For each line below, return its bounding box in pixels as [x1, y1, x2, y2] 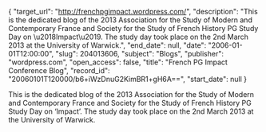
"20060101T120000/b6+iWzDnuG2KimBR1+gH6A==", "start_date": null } [8, 75, 248, 83]
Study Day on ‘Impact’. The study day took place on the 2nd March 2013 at [8, 107, 254, 116]
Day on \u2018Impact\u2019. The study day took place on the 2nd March [8, 32, 249, 41]
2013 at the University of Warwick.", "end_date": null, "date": [8, 41, 207, 50]
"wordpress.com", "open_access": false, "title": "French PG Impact [8, 57, 228, 67]
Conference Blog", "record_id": [8, 66, 110, 75]
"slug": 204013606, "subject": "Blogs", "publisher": [55, 49, 224, 58]
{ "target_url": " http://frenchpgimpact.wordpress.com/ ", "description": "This [8, 7, 258, 16]
